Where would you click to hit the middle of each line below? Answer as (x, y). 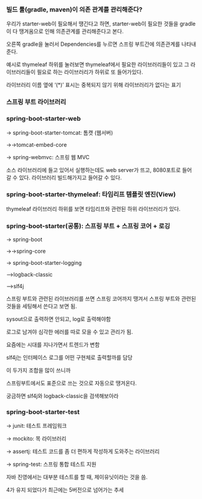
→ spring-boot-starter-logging (44, 263)
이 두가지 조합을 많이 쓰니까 (39, 370)
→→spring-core (26, 251)
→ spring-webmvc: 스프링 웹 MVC (48, 157)
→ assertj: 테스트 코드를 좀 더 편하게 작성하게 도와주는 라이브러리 (83, 451)
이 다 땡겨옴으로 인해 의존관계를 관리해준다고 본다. (65, 31)
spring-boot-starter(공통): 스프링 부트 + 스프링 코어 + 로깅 (88, 226)
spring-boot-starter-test (43, 412)
